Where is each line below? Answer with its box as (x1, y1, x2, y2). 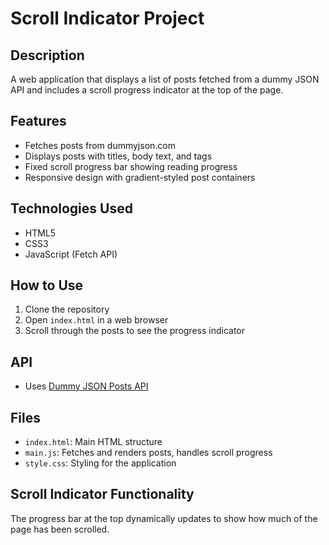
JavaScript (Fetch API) (24, 248, 118, 260)
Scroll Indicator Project (10, 7, 205, 30)
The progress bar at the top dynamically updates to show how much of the (10, 512, 318, 524)
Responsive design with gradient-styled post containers (24, 171, 256, 183)
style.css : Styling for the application (24, 457, 177, 469)
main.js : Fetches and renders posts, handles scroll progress (24, 447, 273, 459)
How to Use (10, 277, 84, 294)
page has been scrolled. (10, 523, 110, 535)
